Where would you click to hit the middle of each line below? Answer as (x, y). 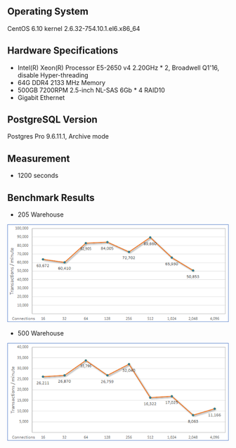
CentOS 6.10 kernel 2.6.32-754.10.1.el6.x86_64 (74, 28)
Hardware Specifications (63, 51)
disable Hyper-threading (53, 75)
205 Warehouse (41, 215)
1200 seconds (38, 176)
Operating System (48, 12)
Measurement (39, 159)
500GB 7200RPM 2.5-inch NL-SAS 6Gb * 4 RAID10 (91, 90)
